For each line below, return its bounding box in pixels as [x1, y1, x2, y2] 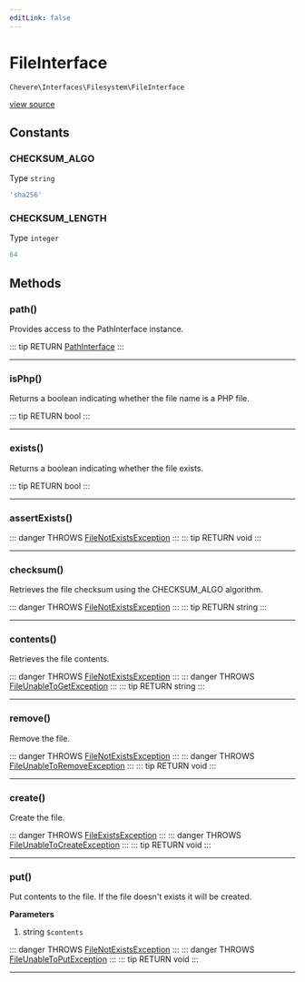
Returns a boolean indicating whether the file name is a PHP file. [9, 393, 250, 404]
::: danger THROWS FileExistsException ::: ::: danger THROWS [9, 830, 242, 841]
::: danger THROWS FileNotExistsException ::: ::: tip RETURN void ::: [9, 531, 261, 542]
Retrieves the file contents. [9, 653, 110, 664]
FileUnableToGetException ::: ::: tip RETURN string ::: [9, 681, 205, 692]
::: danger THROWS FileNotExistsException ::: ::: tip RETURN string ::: [9, 602, 268, 612]
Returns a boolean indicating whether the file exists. [9, 462, 204, 473]
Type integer [9, 233, 59, 244]
